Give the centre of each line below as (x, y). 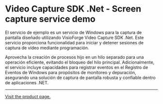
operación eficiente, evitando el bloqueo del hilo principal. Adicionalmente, (80, 62)
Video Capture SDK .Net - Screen (73, 9)
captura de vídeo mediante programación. (47, 48)
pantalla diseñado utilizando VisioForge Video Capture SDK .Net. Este (74, 38)
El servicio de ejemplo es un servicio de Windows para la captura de (73, 32)
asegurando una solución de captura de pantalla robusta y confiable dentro (81, 78)
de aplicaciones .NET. (27, 82)
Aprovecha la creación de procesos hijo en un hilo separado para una (74, 57)
